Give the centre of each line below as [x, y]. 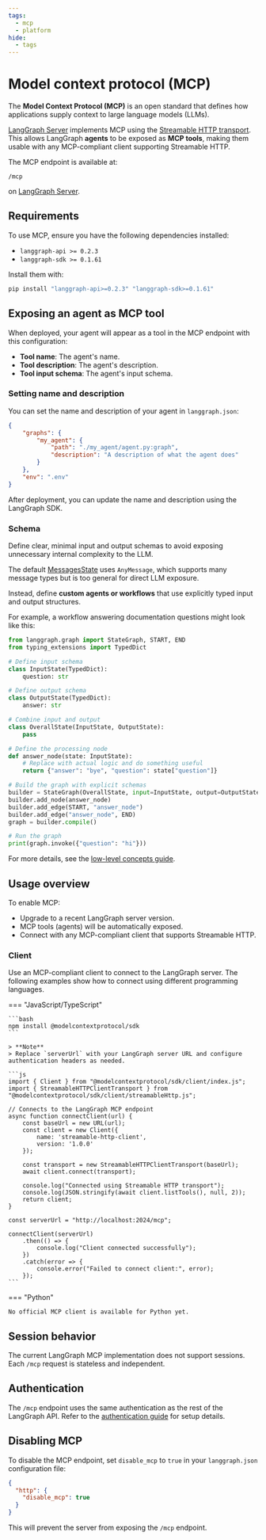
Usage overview [49, 884]
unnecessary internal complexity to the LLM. [81, 555]
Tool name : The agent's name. [70, 356]
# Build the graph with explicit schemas [78, 785]
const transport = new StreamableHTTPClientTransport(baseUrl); [131, 1165]
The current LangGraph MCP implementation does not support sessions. [127, 1355]
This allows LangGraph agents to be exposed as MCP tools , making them [129, 139]
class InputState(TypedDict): [58, 669]
